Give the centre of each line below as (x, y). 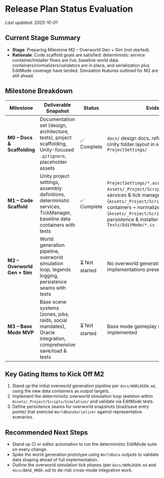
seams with (53, 288)
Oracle (47, 332)
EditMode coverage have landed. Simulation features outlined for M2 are (85, 70)
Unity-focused (57, 150)
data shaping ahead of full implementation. (55, 460)
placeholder (53, 162)
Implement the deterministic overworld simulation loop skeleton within (82, 396)
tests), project (56, 137)
